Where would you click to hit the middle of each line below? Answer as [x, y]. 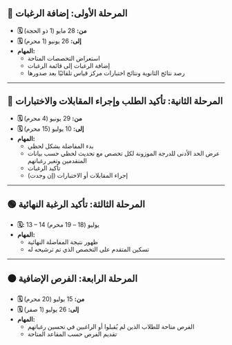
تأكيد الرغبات [44, 168]
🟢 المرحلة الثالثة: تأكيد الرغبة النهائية [76, 204]
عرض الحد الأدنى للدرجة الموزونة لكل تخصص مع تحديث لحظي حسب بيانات [124, 153]
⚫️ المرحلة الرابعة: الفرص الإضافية [72, 278]
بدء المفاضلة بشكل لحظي [61, 146]
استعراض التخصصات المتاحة [64, 58]
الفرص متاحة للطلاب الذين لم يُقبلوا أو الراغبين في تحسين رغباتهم [111, 327]
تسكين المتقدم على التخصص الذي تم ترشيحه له [88, 250]
